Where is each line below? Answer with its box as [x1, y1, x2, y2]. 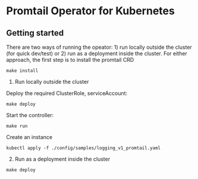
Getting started [6, 28, 64, 38]
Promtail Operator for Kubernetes [6, 4, 175, 18]
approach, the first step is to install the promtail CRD [6, 56, 134, 63]
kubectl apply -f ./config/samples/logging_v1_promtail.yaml [6, 145, 161, 151]
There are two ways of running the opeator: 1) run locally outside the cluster [6, 43, 192, 51]
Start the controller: [6, 112, 54, 118]
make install [6, 68, 39, 74]
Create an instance [6, 134, 53, 140]
